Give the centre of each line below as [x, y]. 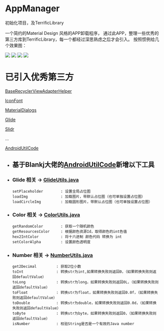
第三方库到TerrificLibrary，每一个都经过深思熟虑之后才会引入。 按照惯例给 [80, 39]
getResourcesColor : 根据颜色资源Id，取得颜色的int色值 [70, 231]
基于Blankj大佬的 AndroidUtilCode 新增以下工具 [83, 165]
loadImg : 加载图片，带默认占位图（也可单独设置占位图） [79, 197]
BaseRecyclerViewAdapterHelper [38, 91]
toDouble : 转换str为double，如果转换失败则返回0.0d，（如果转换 [84, 303]
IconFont [14, 101]
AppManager [33, 9]
